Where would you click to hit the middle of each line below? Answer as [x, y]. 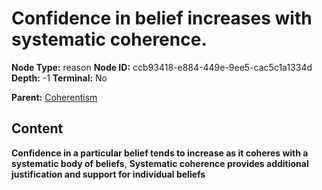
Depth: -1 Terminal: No [59, 78]
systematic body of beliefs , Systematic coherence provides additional [160, 163]
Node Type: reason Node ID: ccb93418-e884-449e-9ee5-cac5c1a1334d [162, 67]
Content [37, 128]
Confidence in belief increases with [162, 18]
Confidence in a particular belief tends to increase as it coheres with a [160, 153]
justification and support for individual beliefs [108, 174]
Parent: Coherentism [54, 97]
